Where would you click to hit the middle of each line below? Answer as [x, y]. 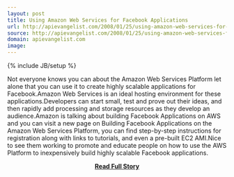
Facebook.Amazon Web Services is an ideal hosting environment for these [114, 94]
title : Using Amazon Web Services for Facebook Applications [98, 20]
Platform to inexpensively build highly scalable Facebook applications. [108, 153]
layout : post [26, 14]
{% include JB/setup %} [42, 66]
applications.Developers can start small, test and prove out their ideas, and [115, 101]
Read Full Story [117, 166]
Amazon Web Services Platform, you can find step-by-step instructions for [114, 130]
